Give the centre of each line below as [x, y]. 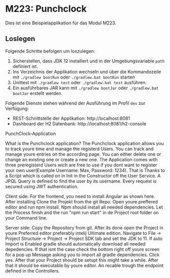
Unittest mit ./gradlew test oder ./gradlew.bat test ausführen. [80, 82]
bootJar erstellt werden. [38, 93]
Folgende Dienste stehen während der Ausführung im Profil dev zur [75, 103]
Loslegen [20, 39]
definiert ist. [25, 66]
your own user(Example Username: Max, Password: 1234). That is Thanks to [85, 170]
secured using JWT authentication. [42, 186]
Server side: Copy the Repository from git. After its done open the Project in [84, 228]
